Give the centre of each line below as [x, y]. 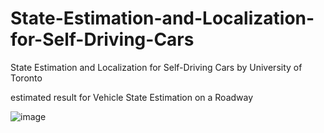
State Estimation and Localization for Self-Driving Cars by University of [156, 67]
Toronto [26, 78]
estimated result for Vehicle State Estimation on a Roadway [132, 97]
